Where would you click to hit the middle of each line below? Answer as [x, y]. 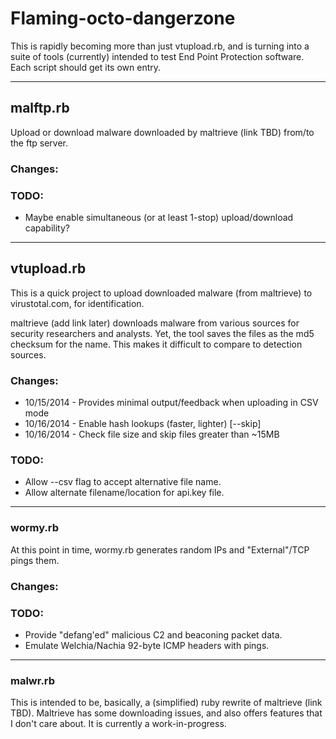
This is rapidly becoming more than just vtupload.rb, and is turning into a [160, 46]
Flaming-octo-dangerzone [123, 18]
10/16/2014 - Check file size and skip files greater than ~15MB [152, 434]
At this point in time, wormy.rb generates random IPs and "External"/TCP [160, 549]
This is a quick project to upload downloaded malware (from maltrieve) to [161, 293]
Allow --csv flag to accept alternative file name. [123, 482]
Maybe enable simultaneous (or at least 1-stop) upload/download [159, 217]
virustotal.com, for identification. [77, 303]
